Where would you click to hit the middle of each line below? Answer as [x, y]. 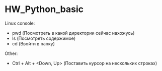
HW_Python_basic [44, 9]
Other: [11, 53]
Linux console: [20, 23]
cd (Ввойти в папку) [33, 43]
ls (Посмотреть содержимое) [44, 38]
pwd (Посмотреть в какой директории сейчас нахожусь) [73, 33]
